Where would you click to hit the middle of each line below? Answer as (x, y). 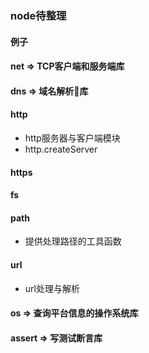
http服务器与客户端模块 (72, 138)
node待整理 (38, 15)
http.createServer (61, 149)
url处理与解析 (52, 288)
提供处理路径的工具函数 (73, 241)
